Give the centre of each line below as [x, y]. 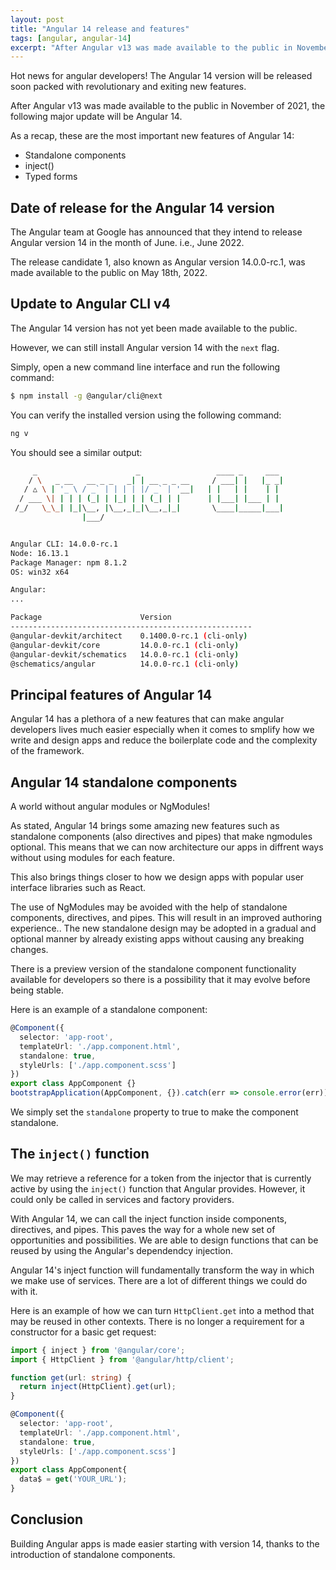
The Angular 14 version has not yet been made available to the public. [154, 328]
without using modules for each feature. [92, 857]
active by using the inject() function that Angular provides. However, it [158, 1188]
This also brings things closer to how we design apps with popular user [157, 877]
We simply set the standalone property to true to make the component [154, 1112]
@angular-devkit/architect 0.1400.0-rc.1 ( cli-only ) [129, 636]
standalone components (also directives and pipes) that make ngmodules [161, 836]
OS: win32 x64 [40, 572]
